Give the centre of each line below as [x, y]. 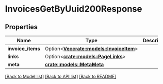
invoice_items [24, 49]
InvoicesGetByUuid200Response [73, 9]
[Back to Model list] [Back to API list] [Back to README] [61, 76]
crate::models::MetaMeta [74, 64]
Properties [21, 27]
